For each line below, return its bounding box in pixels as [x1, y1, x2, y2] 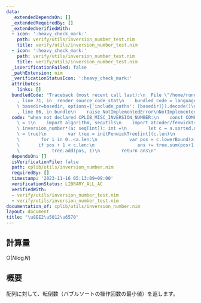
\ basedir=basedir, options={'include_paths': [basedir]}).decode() [17, 103, 191, 109]
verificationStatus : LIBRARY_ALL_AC [11, 181, 103, 187]
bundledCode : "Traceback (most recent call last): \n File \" [11, 92, 170, 98]
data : [6, 8, 20, 15]
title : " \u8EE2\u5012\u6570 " [6, 215, 79, 221]
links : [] [17, 87, 42, 93]
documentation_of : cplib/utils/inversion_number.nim [6, 203, 141, 209]
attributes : [11, 81, 42, 87]
